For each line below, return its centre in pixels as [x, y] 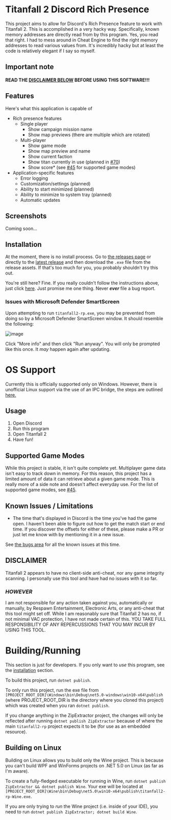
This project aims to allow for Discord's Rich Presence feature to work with [84, 24]
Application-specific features [43, 173]
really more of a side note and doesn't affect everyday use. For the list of [82, 485]
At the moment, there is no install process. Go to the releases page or [78, 257]
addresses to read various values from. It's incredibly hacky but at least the [84, 45]
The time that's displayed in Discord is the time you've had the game [85, 518]
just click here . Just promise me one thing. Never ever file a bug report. [80, 288]
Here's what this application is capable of [49, 108]
